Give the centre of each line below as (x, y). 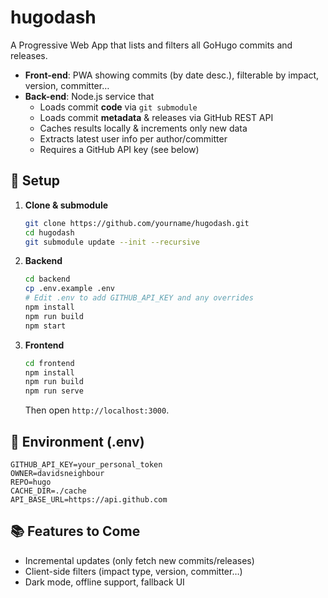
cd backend (47, 279)
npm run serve (54, 391)
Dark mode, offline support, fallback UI (104, 582)
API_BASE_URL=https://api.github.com (89, 499)
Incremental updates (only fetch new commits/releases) (139, 560)
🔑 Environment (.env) (77, 441)
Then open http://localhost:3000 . (97, 410)
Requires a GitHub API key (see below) (119, 149)
